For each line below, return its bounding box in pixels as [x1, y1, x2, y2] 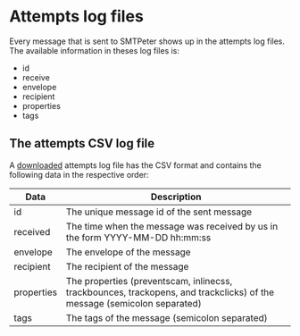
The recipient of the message [65, 260, 189, 273]
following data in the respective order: [9, 169, 149, 180]
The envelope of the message [65, 246, 191, 258]
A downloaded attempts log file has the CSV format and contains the [9, 159, 262, 171]
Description [150, 190, 202, 203]
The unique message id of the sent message [65, 206, 253, 218]
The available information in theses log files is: [9, 45, 180, 55]
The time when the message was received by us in [65, 220, 279, 232]
